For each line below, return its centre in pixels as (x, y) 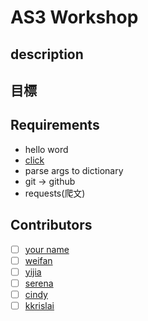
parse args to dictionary (74, 170)
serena (39, 283)
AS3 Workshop (74, 17)
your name (47, 249)
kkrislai (39, 305)
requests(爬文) (55, 193)
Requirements (55, 125)
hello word (46, 149)
